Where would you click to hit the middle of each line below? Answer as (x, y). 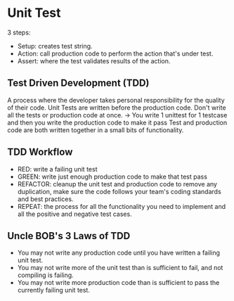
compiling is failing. (45, 275)
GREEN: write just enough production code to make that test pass (112, 177)
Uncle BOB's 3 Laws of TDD (69, 236)
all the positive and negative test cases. (74, 214)
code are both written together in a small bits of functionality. (96, 130)
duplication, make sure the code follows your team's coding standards (119, 191)
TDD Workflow (40, 152)
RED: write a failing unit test (57, 169)
